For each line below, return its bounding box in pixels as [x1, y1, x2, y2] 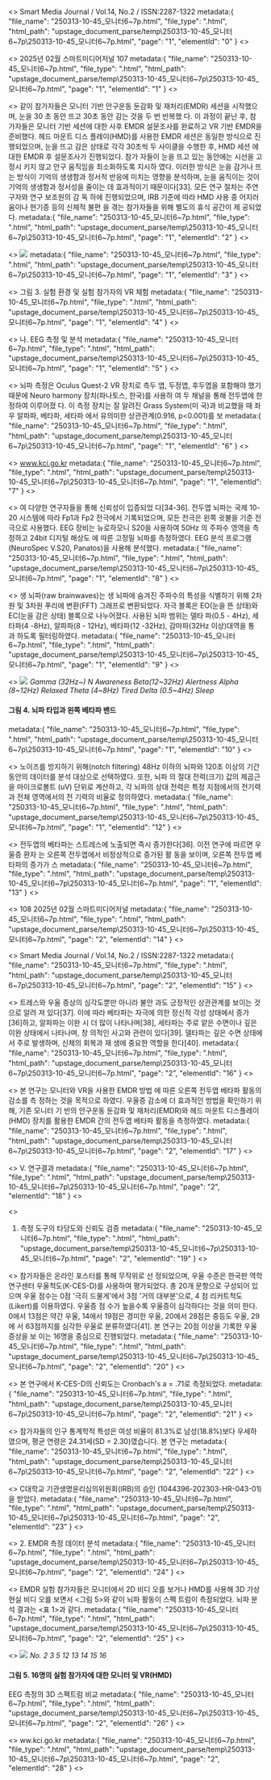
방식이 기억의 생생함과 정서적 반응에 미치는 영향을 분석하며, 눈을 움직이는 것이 [16, 172, 261, 181]
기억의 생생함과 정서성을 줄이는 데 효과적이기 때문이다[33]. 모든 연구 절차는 [8, 182, 244, 191]
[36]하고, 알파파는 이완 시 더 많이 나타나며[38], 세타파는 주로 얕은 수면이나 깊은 [8, 1018, 257, 1028]
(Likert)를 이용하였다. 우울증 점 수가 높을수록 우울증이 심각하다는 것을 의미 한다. [8, 1301, 258, 1311]
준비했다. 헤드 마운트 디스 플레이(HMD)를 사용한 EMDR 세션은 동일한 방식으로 [8, 132, 252, 141]
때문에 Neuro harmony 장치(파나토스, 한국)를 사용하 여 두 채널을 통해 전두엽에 [8, 391, 255, 400]
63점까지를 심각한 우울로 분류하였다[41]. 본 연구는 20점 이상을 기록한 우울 [25, 1321, 258, 1332]
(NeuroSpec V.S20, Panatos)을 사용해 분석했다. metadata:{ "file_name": [8, 543, 242, 553]
